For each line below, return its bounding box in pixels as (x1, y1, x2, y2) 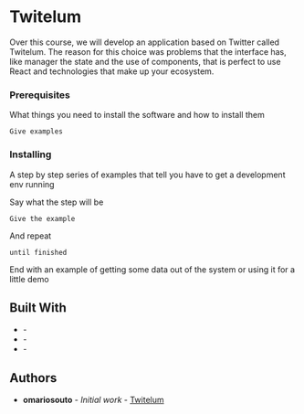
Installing (9, 148, 52, 161)
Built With (9, 300, 67, 315)
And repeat (9, 230, 52, 241)
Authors (9, 370, 58, 386)
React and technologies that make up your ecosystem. (9, 66, 215, 77)
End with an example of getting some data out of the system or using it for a (9, 263, 295, 275)
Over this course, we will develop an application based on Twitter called (9, 37, 280, 48)
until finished (9, 248, 68, 257)
